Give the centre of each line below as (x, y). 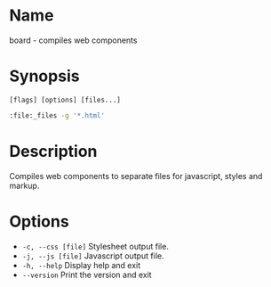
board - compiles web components (73, 40)
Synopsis (44, 76)
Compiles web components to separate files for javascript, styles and (136, 176)
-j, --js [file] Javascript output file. (93, 256)
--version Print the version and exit (87, 275)
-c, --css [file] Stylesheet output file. (95, 246)
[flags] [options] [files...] (65, 100)
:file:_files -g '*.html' (57, 115)
